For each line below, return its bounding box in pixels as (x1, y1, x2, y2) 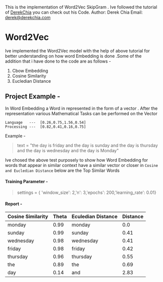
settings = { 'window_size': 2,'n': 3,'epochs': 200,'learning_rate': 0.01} (17, 189, 157, 195)
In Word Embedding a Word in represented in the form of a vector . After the (5, 105, 158, 111)
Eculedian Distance (71, 213, 118, 220)
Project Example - (5, 93, 61, 101)
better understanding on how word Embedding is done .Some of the (5, 53, 142, 59)
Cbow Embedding (12, 68, 48, 73)
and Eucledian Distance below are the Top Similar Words (5, 167, 120, 173)
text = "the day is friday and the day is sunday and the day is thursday (17, 142, 158, 148)
